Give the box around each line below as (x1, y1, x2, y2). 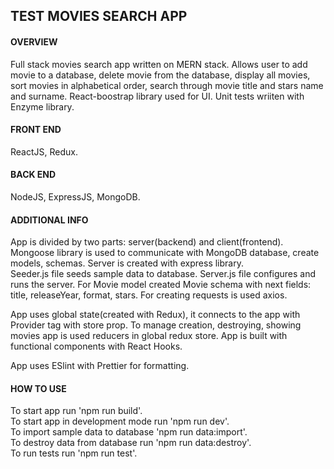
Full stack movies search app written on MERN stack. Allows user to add (10, 58, 308, 70)
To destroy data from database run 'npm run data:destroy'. (10, 437, 252, 449)
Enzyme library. (10, 100, 75, 113)
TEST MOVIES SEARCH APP (10, 8, 188, 25)
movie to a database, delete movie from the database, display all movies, (10, 69, 311, 81)
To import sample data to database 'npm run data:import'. (10, 426, 248, 438)
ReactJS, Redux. (10, 145, 78, 158)
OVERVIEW (10, 35, 58, 48)
